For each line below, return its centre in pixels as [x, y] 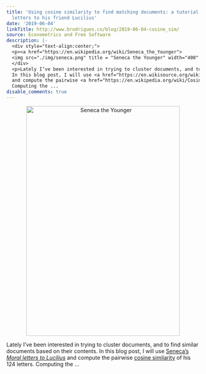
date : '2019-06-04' [31, 23]
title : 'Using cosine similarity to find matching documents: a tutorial [103, 12]
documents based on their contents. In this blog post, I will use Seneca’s [97, 351]
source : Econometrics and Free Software [59, 35]
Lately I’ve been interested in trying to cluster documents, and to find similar [102, 345]
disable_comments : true [37, 92]
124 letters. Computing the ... [43, 364]
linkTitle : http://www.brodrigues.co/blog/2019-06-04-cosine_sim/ [93, 29]
